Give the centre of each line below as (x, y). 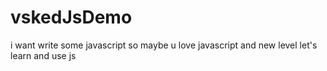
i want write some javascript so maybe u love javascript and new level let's (164, 45)
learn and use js (43, 55)
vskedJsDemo (71, 17)
